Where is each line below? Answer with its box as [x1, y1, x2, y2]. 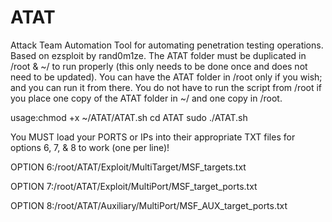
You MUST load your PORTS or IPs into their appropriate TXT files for [10, 131, 296, 143]
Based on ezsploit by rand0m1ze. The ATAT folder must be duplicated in [10, 49, 307, 61]
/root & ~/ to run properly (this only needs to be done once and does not [10, 60, 308, 72]
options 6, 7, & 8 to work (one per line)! [10, 141, 170, 153]
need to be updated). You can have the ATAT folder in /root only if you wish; [10, 71, 323, 83]
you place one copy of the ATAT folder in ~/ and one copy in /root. [10, 92, 283, 104]
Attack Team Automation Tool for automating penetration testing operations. [10, 39, 324, 51]
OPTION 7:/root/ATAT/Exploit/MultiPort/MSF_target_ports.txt [10, 180, 258, 192]
